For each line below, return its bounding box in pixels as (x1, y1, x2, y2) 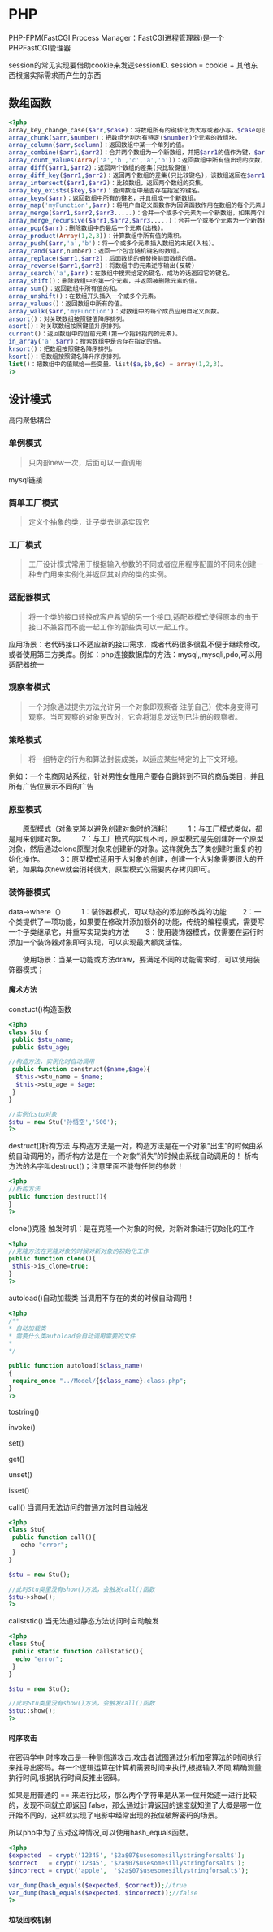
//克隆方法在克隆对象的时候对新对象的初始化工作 (8, 1247, 149, 1256)
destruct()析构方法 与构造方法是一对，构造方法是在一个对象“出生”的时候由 (8, 1141, 257, 1151)
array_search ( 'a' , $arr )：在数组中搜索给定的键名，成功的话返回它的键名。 (8, 270, 234, 278)
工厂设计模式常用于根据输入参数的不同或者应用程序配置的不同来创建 (28, 560, 257, 569)
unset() (8, 1469, 32, 1479)
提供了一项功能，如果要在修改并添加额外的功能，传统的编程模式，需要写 (22, 917, 265, 927)
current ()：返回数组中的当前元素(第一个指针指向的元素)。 (8, 330, 182, 338)
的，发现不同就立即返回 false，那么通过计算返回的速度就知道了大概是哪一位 (8, 1800, 262, 1810)
